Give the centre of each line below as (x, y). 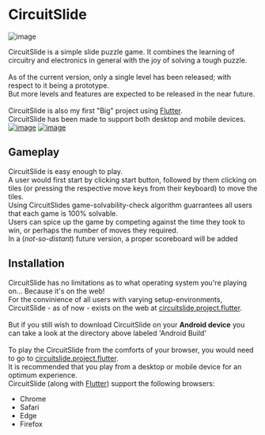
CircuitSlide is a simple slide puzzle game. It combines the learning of (121, 51)
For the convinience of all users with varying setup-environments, (115, 299)
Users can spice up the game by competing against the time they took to (127, 221)
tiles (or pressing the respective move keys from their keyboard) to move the (133, 188)
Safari (29, 407)
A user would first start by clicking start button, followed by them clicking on (132, 180)
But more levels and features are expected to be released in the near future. (132, 93)
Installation (36, 264)
